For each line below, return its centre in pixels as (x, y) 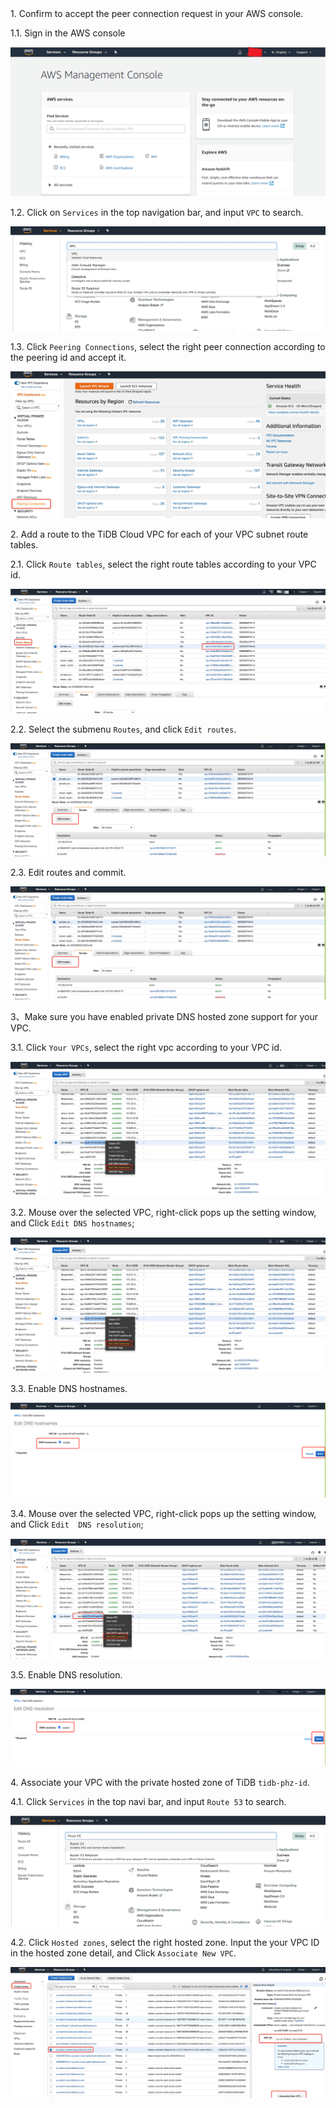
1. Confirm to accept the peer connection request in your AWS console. (157, 13)
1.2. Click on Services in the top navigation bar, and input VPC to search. (157, 213)
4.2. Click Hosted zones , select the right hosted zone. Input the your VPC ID (165, 1942)
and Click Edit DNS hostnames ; (72, 1223)
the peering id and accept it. (68, 358)
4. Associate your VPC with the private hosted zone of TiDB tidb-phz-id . (160, 1783)
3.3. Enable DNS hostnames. (69, 1388)
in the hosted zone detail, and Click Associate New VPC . (123, 1953)
